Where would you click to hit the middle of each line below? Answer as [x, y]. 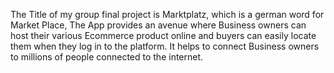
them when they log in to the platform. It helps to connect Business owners [165, 46]
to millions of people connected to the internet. [107, 57]
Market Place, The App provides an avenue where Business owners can [158, 25]
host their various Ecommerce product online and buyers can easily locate [163, 35]
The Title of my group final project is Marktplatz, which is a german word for [167, 14]
